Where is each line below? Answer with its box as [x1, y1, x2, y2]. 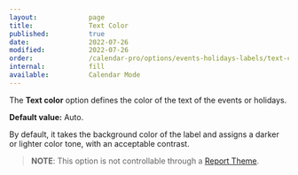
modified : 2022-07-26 [9, 46, 129, 55]
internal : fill [9, 63, 105, 72]
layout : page [9, 12, 105, 22]
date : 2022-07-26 [9, 37, 129, 47]
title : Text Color [9, 21, 129, 30]
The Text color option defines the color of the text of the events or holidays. [9, 95, 287, 105]
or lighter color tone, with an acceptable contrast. [9, 138, 190, 148]
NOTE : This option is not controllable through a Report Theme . [30, 156, 260, 166]
